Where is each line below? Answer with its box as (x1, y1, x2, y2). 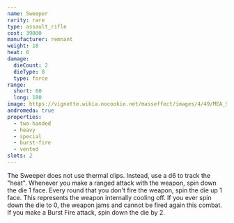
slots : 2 (7, 152, 33, 160)
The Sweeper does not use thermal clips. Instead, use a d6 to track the (7, 171, 211, 179)
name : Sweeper (7, 10, 49, 17)
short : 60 (13, 88, 42, 94)
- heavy (13, 126, 36, 133)
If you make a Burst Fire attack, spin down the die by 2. (7, 208, 166, 216)
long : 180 (13, 94, 42, 101)
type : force (13, 74, 49, 82)
